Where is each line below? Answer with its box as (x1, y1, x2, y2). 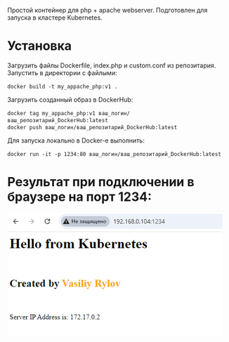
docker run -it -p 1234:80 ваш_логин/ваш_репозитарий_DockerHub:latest (7, 150, 221, 157)
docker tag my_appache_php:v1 (7, 110, 96, 117)
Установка (7, 38, 72, 54)
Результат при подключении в (7, 174, 195, 190)
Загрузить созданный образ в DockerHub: (7, 95, 133, 104)
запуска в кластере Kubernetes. (7, 13, 103, 22)
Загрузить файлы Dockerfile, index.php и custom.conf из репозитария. (7, 61, 216, 70)
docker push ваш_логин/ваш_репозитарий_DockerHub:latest (7, 124, 178, 131)
